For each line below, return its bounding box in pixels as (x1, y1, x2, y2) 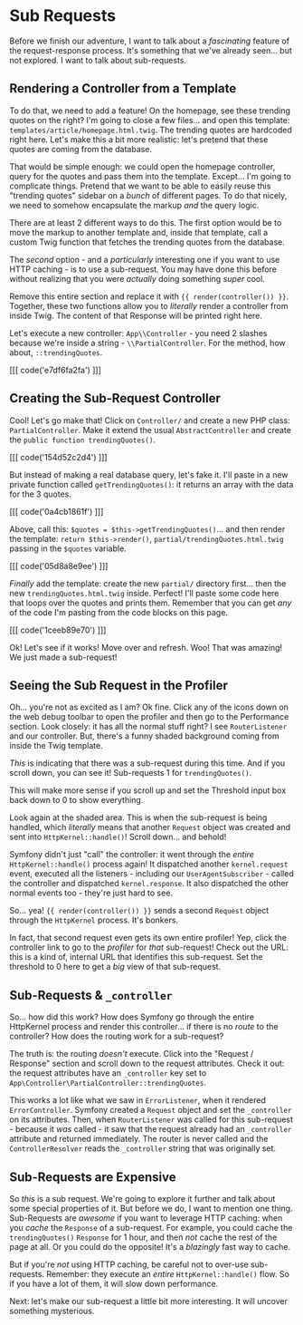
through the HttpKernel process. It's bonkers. (9, 914, 179, 925)
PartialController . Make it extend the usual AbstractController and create (9, 424, 292, 435)
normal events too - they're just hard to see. (9, 887, 174, 898)
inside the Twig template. (9, 740, 103, 751)
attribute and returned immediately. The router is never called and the (9, 1134, 269, 1145)
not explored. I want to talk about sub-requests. (9, 54, 187, 65)
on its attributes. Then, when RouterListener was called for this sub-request (9, 1114, 294, 1125)
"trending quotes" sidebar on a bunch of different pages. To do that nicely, (9, 189, 288, 200)
